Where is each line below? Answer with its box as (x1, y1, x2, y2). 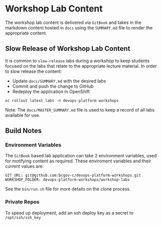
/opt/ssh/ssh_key (5, 215, 41, 220)
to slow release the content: (5, 68, 62, 74)
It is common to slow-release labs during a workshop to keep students (5, 58, 150, 64)
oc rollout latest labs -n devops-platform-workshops (5, 98, 119, 103)
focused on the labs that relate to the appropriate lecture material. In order (5, 63, 158, 69)
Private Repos (5, 199, 40, 206)
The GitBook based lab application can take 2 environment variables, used (5, 153, 157, 159)
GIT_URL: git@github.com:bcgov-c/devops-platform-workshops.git (5, 173, 141, 178)
